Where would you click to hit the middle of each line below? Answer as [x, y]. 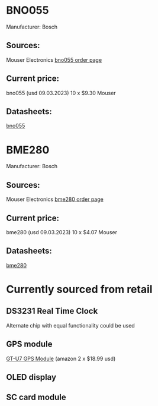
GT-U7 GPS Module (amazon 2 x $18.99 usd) [61, 358]
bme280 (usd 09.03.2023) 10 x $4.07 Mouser [62, 232]
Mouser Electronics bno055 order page [54, 59]
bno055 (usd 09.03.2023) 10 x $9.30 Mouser [61, 93]
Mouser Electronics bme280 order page [55, 199]
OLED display [31, 377]
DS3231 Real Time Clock [52, 311]
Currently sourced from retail [79, 289]
